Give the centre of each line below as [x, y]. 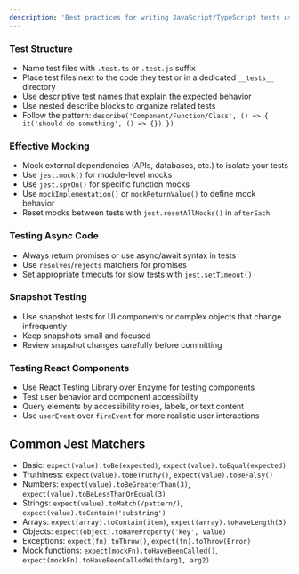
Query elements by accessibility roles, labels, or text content [133, 407]
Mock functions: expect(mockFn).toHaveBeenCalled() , [120, 550]
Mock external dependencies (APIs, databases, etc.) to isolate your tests [155, 166]
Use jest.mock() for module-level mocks [97, 175]
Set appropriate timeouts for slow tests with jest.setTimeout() [137, 274]
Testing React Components [69, 368]
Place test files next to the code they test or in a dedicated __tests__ [148, 77]
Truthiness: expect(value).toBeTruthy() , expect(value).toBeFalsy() [148, 474]
